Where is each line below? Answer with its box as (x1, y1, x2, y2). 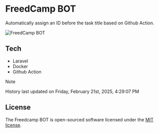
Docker (12, 63, 28, 69)
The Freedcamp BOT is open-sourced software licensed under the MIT (5, 116, 154, 122)
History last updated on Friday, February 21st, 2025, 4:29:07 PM (5, 88, 140, 94)
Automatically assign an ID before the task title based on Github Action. (5, 20, 154, 26)
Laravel (12, 58, 28, 64)
